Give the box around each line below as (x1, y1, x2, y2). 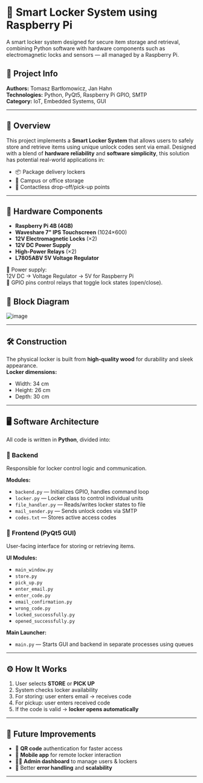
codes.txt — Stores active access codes (14, 514, 117, 521)
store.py (14, 573, 37, 579)
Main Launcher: (6, 629, 47, 636)
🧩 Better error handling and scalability (14, 764, 113, 772)
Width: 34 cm (14, 380, 50, 387)
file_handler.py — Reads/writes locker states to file (14, 501, 146, 508)
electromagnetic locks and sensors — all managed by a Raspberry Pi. (6, 51, 179, 58)
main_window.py (14, 567, 54, 573)
